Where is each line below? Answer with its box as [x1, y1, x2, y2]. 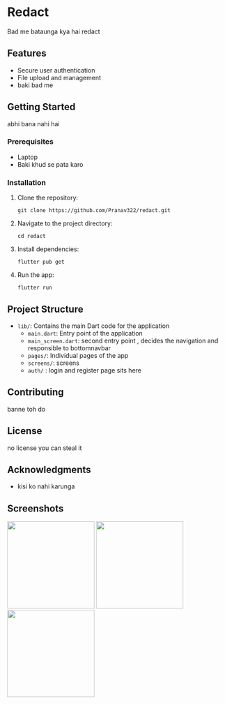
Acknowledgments [7, 463, 92, 475]
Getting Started [7, 101, 76, 113]
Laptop [17, 153, 38, 161]
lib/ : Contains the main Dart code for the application [17, 322, 170, 330]
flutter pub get [17, 259, 65, 266]
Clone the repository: [17, 193, 79, 202]
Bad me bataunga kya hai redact [7, 27, 100, 36]
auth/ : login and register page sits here [27, 366, 141, 374]
